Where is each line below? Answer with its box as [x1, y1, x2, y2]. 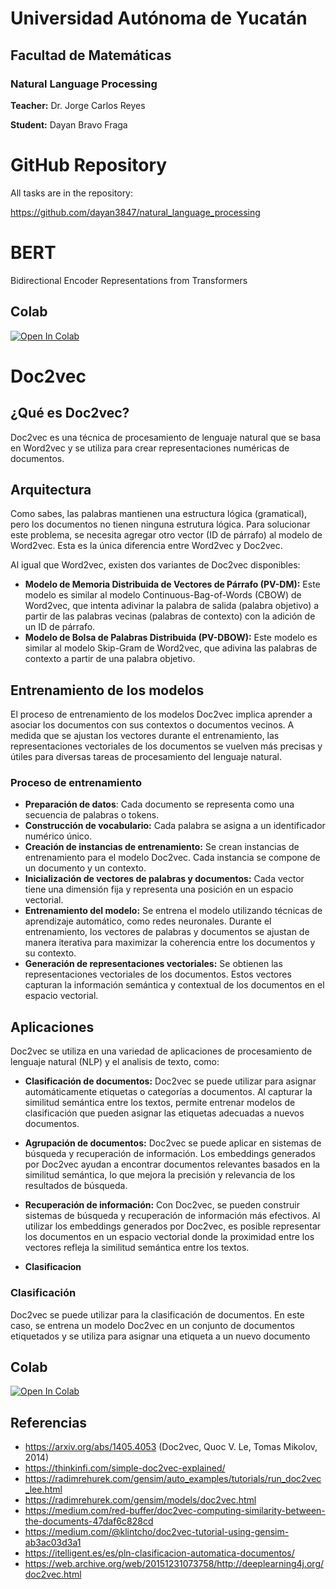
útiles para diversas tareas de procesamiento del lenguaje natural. [10, 751, 282, 763]
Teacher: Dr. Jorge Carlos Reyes [10, 99, 146, 111]
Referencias [10, 1414, 88, 1431]
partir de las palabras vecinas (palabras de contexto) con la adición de [24, 610, 316, 622]
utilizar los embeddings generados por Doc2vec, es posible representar [24, 1220, 322, 1232]
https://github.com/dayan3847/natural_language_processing [10, 206, 261, 218]
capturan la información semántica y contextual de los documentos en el [24, 979, 325, 991]
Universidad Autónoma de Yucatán [10, 7, 308, 30]
